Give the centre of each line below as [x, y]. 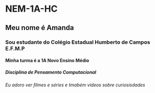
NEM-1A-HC [32, 9]
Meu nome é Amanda [40, 28]
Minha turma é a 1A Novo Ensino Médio [47, 60]
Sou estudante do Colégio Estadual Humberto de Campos [78, 42]
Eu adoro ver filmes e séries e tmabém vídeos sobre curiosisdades [75, 85]
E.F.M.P [15, 48]
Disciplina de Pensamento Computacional [51, 72]
